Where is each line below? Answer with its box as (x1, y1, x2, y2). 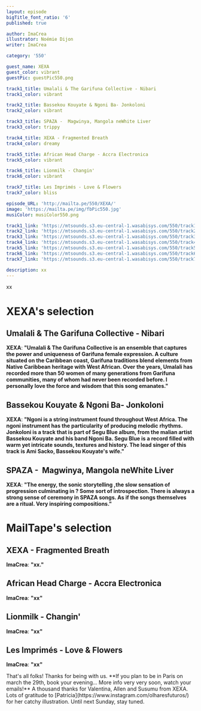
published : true (6, 20, 47, 26)
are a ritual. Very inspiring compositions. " (6, 500, 112, 507)
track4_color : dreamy (6, 141, 60, 147)
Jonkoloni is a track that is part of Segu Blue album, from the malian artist (6, 429, 193, 436)
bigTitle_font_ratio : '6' (6, 14, 71, 20)
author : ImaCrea (6, 31, 47, 37)
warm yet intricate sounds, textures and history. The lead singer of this (6, 441, 187, 449)
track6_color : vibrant (6, 174, 63, 180)
